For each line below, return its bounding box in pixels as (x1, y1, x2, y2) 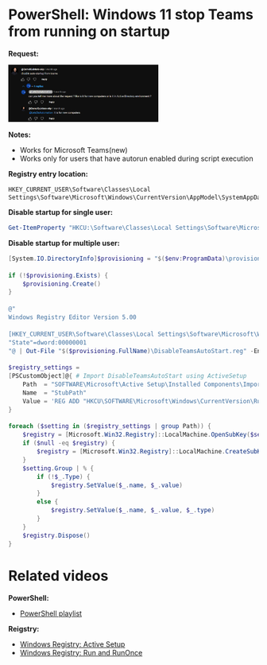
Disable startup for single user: (8, 208, 114, 217)
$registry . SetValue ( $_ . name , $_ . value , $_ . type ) (50, 507, 215, 515)
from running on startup (8, 22, 171, 41)
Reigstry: (8, 624, 40, 633)
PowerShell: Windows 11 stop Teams (8, 6, 254, 24)
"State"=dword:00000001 (8, 338, 87, 347)
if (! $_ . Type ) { (37, 472, 91, 480)
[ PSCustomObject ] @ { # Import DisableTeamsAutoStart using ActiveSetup (8, 372, 247, 380)
